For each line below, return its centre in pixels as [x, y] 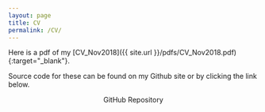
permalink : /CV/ [35, 30]
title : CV [25, 23]
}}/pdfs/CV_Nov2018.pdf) [195, 53]
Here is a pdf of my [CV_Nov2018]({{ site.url [80, 53]
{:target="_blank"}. [39, 61]
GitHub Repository [133, 100]
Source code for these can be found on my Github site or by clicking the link [133, 77]
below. [19, 84]
